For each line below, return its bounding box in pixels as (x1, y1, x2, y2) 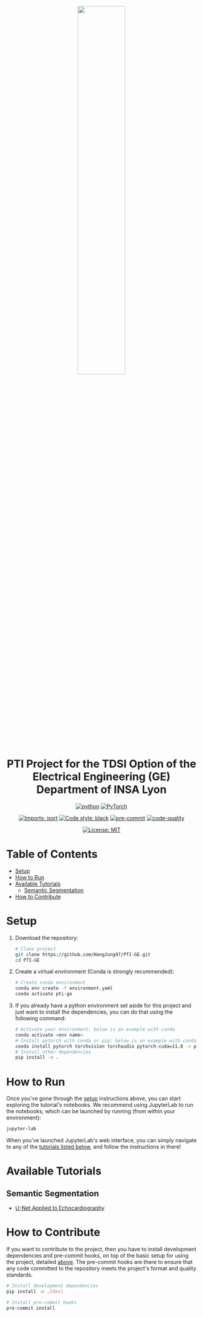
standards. (6, 1271, 33, 1278)
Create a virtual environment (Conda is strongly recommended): (14, 968, 175, 976)
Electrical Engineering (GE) (32, 770, 171, 784)
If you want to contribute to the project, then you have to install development (6, 1246, 197, 1253)
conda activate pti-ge (14, 991, 72, 997)
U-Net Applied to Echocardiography (14, 1205, 105, 1212)
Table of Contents (6, 847, 98, 861)
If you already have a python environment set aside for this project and (14, 1002, 192, 1009)
